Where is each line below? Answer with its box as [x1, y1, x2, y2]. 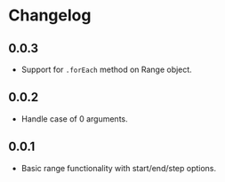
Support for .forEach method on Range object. [20, 64, 192, 75]
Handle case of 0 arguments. [20, 113, 128, 124]
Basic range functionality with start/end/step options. [20, 162, 217, 173]
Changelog [8, 5, 92, 26]
